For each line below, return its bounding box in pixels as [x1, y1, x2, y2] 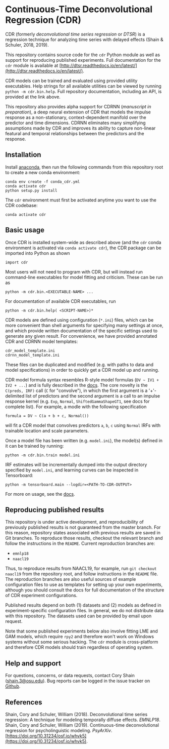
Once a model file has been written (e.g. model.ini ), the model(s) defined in [5, 437, 163, 444]
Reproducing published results [5, 505, 104, 514]
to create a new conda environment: [5, 169, 81, 175]
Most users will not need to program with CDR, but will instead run [5, 268, 143, 274]
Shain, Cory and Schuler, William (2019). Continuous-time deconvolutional [5, 722, 159, 728]
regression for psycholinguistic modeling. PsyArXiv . [5, 728, 112, 733]
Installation [5, 150, 41, 159]
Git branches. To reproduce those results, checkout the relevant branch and [5, 535, 163, 541]
